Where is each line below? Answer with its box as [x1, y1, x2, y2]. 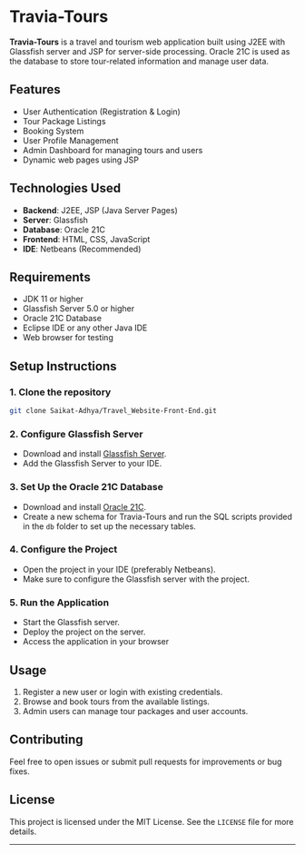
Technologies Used [9, 181, 121, 196]
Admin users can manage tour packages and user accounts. [22, 705, 249, 716]
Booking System [22, 125, 84, 136]
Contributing [9, 732, 84, 748]
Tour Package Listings [22, 115, 106, 126]
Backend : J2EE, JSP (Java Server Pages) [22, 204, 179, 215]
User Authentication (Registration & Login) [22, 106, 182, 117]
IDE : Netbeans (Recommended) [22, 243, 142, 254]
